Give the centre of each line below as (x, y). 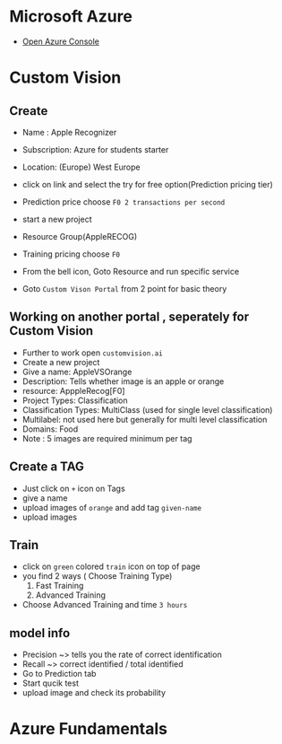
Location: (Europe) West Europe (81, 167)
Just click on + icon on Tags (73, 488)
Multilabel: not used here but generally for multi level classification (145, 419)
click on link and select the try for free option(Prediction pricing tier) (147, 184)
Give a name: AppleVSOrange (77, 372)
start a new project (57, 219)
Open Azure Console (61, 41)
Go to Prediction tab (59, 674)
